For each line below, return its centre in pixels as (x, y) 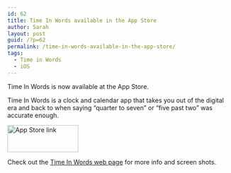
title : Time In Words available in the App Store (82, 20)
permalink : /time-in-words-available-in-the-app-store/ (91, 47)
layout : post (27, 34)
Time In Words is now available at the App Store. (78, 86)
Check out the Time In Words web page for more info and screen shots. (112, 162)
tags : (15, 54)
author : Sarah (28, 27)
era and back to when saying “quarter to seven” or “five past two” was (110, 107)
